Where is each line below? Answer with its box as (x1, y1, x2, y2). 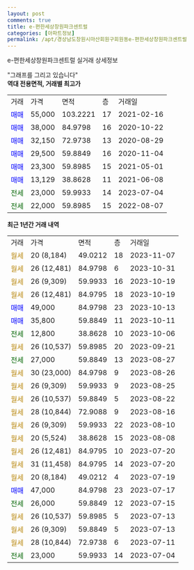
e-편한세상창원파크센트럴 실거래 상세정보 (7, 56, 118, 65)
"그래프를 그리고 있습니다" (7, 71, 79, 79)
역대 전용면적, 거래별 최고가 (7, 79, 81, 88)
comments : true (7, 17, 51, 24)
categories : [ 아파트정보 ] (7, 29, 75, 37)
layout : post (7, 10, 45, 17)
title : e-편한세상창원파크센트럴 (7, 23, 88, 30)
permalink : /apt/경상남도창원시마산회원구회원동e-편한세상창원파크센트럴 (7, 36, 188, 43)
